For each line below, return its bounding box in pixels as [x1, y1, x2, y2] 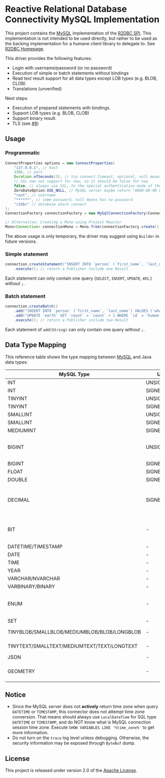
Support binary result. [12, 115, 57, 121]
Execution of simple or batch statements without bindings [12, 70, 129, 76]
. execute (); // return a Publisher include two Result [14, 317, 129, 322]
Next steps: [5, 95, 28, 101]
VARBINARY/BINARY [7, 583, 55, 590]
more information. [12, 730, 49, 736]
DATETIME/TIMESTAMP [7, 543, 63, 550]
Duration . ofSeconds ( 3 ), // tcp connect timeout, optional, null [14, 174, 148, 179]
